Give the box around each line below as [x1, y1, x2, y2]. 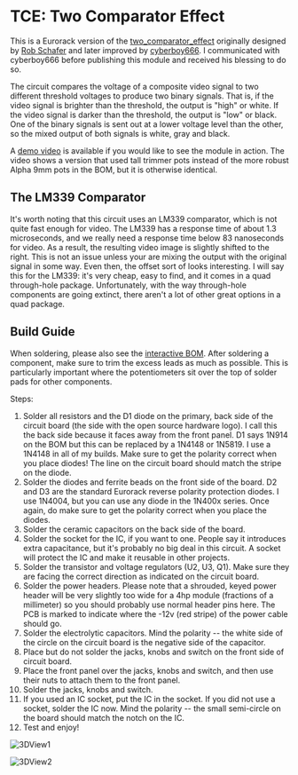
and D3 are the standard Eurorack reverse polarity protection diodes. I [22, 486, 279, 496]
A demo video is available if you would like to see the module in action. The [10, 145, 285, 156]
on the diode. [22, 467, 72, 478]
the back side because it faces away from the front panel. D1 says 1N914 [22, 429, 289, 440]
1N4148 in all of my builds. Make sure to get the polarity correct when [22, 448, 278, 459]
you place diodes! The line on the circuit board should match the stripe [22, 457, 282, 468]
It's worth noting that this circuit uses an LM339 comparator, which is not [10, 213, 278, 224]
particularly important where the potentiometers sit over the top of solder [10, 367, 278, 377]
